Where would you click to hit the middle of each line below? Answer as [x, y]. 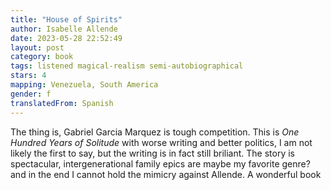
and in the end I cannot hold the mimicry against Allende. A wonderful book [166, 174]
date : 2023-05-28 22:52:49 [66, 38]
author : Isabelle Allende [64, 29]
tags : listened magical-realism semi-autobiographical [127, 66]
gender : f [31, 94]
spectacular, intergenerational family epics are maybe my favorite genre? [160, 163]
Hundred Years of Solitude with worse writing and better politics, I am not [161, 142]
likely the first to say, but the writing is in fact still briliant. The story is [152, 153]
